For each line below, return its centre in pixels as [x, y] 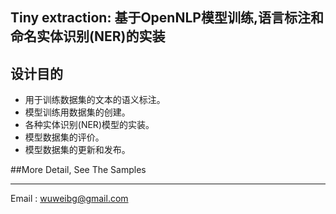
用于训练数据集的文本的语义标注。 [95, 100]
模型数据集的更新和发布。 [77, 150]
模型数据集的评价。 [64, 137]
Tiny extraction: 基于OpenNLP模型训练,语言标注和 [167, 18]
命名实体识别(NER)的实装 [88, 36]
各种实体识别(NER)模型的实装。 [89, 125]
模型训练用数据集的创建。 [77, 112]
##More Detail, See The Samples [78, 170]
